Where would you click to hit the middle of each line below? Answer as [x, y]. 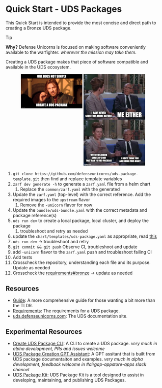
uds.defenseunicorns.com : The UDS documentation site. [70, 316]
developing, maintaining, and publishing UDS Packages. [69, 380]
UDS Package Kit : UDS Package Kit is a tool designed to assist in [78, 375]
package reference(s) [35, 216]
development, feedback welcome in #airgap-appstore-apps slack [80, 364]
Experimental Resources [44, 332]
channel [21, 369]
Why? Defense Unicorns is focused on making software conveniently [76, 47]
